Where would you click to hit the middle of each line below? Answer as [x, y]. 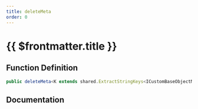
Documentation [35, 100]
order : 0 [17, 17]
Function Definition [42, 68]
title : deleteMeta [29, 11]
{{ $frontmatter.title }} [62, 46]
